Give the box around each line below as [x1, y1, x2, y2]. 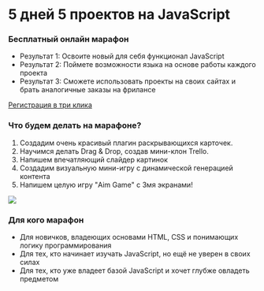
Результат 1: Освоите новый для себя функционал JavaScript [19, 51, 225, 61]
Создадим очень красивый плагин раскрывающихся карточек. [19, 138, 233, 147]
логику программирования [19, 241, 112, 250]
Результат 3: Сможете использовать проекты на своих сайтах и [19, 76, 236, 86]
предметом [19, 274, 59, 284]
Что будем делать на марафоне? [8, 120, 142, 131]
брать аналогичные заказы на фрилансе [19, 85, 156, 95]
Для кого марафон [8, 215, 84, 226]
